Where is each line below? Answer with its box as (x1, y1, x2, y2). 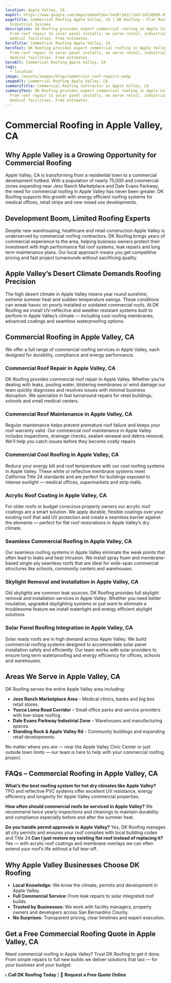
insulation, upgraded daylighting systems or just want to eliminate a (5, 600, 147, 607)
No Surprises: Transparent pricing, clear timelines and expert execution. (12, 915, 165, 921)
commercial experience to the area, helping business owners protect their (5, 238, 160, 245)
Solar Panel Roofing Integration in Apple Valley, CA (5, 624, 133, 632)
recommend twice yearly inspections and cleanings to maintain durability (5, 809, 159, 815)
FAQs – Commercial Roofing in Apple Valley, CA (5, 769, 158, 778)
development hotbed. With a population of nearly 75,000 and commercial (5, 178, 159, 184)
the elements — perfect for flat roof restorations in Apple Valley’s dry (5, 519, 150, 525)
